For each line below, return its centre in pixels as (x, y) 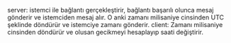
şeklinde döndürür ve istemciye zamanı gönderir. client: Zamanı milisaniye (115, 25)
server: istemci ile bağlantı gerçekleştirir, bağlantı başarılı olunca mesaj (111, 10)
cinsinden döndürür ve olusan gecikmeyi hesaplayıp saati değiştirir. (106, 32)
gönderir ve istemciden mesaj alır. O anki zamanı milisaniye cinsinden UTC (116, 17)
